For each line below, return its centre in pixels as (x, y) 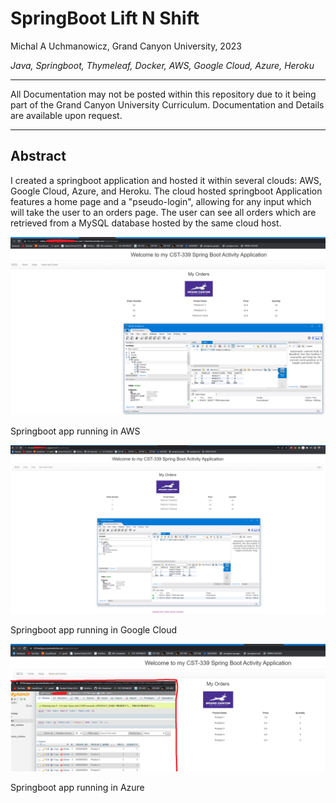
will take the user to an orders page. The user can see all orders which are (163, 212)
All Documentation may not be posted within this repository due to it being (163, 94)
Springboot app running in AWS (75, 431)
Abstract (38, 156)
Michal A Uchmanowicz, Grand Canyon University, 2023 (126, 46)
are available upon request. (66, 115)
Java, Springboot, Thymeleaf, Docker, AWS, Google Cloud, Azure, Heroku (162, 65)
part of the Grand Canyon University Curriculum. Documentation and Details (167, 104)
